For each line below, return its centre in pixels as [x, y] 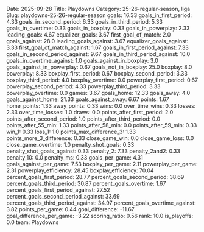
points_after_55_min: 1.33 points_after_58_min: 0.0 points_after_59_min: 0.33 [102, 125]
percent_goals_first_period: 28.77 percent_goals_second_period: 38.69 [95, 177]
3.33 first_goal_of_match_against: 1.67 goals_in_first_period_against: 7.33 [97, 47]
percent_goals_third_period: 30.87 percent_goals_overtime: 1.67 [86, 183]
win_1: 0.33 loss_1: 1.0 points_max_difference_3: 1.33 [71, 132]
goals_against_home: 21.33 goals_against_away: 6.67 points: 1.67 [88, 99]
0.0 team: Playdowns [33, 222]
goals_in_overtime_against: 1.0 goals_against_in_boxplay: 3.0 [82, 61]
